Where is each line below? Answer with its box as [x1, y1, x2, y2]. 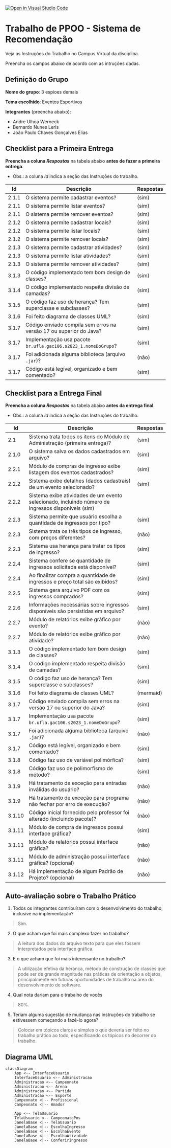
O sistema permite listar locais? [25, 227, 100, 234]
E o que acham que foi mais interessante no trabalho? [12, 956, 126, 962]
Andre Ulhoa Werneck [12, 118, 60, 125]
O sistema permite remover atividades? [25, 260, 119, 267]
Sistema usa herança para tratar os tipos [28, 543, 126, 550]
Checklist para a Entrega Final [5, 389, 102, 397]
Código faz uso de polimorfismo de [28, 765, 113, 772]
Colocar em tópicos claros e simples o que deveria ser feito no [17, 1027, 149, 1033]
